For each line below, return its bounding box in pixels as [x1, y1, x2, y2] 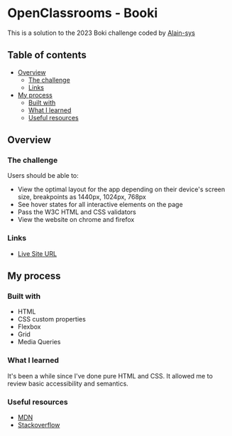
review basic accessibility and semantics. [7, 379, 129, 388]
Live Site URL [17, 249, 57, 257]
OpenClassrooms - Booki [7, 5, 158, 21]
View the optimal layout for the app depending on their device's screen [17, 185, 226, 193]
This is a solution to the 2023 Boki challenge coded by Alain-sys [7, 28, 195, 37]
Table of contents [7, 49, 87, 61]
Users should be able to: [7, 171, 79, 180]
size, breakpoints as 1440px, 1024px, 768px [17, 193, 147, 201]
